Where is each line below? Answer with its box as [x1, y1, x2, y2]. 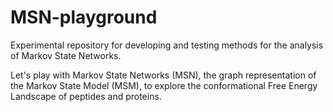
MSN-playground [10, 6, 158, 29]
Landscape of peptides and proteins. [10, 90, 162, 102]
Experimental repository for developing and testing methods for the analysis [10, 39, 324, 51]
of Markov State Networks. [10, 49, 122, 61]
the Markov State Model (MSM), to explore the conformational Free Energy [10, 79, 318, 91]
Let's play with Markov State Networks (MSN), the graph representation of [10, 69, 317, 81]
